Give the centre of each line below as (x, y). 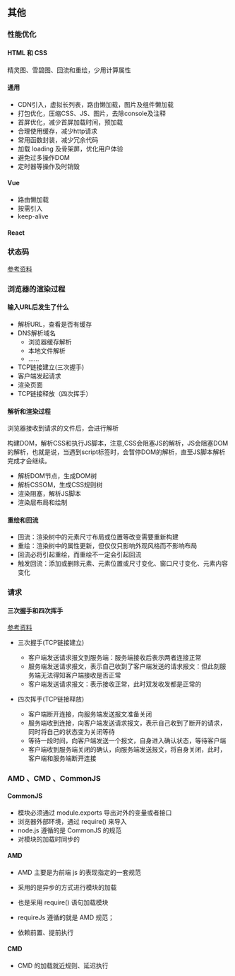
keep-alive (33, 216)
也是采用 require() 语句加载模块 (63, 902)
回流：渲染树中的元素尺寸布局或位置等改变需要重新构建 (98, 537)
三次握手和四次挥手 (35, 610)
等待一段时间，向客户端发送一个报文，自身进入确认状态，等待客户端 (127, 740)
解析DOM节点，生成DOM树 (57, 476)
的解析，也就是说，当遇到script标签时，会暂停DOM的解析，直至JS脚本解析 (116, 452)
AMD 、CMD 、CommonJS (54, 779)
